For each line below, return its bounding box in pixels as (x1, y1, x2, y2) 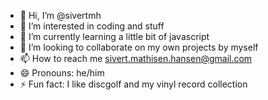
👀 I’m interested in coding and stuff (19, 20, 165, 32)
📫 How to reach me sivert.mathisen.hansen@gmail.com (19, 53, 253, 64)
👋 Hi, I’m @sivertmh (19, 10, 102, 21)
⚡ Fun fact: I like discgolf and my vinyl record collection (19, 78, 248, 90)
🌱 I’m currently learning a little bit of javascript (19, 31, 210, 42)
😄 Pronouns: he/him (19, 67, 105, 79)
